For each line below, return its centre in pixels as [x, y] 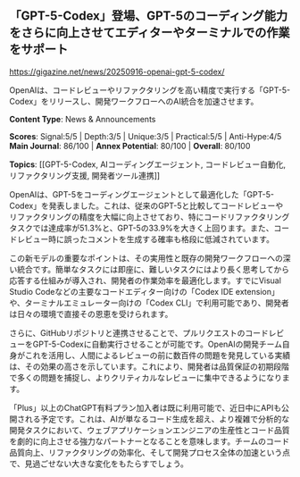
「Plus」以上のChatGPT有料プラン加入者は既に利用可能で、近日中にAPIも [146, 407]
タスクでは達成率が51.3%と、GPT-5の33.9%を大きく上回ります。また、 [142, 228]
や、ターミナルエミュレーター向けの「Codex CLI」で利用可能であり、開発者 [150, 303]
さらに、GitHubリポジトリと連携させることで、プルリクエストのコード [139, 332]
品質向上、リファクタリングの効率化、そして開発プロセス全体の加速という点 [150, 452]
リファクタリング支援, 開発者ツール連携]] [85, 175]
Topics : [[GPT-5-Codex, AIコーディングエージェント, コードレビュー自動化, [148, 164]
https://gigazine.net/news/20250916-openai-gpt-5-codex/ [117, 71]
